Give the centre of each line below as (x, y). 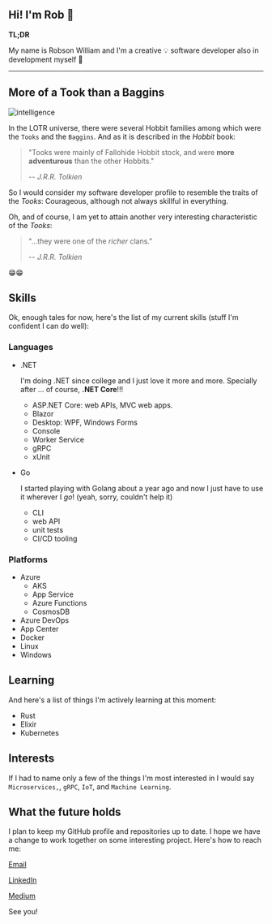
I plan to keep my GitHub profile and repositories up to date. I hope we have (134, 831)
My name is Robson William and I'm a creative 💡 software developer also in (134, 50)
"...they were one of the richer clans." (90, 241)
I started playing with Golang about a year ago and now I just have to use (142, 488)
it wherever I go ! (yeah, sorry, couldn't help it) (96, 497)
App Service (53, 594)
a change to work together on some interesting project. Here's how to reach (135, 840)
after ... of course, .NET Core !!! (72, 389)
